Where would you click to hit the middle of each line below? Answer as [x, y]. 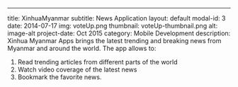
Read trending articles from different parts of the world [97, 62]
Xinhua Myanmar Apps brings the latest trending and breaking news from [114, 41]
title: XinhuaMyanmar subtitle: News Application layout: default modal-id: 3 [117, 18]
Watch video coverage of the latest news [77, 69]
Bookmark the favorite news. [59, 77]
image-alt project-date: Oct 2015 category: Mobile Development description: [119, 33]
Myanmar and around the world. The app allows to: [82, 48]
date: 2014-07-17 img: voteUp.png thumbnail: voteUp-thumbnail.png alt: [113, 26]
